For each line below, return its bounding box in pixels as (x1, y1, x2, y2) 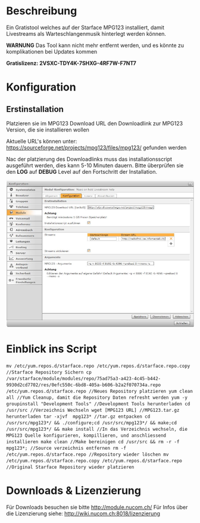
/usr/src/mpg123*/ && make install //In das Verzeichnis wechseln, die (6, 426, 187, 432)
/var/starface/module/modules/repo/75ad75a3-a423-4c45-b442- (6, 375, 161, 381)
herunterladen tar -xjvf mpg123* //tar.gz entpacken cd (6, 414, 151, 419)
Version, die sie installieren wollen (6, 126, 89, 133)
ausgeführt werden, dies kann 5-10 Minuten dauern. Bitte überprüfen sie (6, 162, 184, 169)
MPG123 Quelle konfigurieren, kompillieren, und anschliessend (6, 433, 167, 439)
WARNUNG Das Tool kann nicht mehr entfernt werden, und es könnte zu (6, 42, 185, 49)
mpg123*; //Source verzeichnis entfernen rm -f (6, 445, 127, 451)
